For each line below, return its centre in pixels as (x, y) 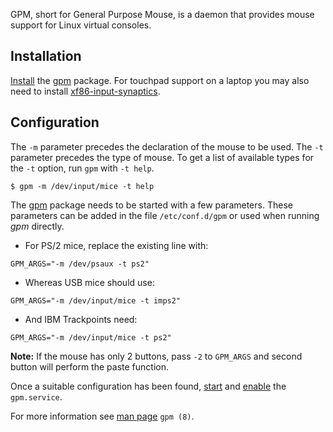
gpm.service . (36, 396)
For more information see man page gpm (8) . (102, 416)
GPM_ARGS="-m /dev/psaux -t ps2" (80, 264)
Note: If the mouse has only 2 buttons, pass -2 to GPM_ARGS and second (156, 356)
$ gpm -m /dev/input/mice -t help (82, 186)
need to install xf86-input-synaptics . (85, 91)
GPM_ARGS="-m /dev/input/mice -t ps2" (91, 337)
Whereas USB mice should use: (89, 282)
